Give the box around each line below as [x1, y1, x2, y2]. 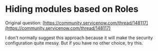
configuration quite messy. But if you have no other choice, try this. [5, 40, 144, 46]
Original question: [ [5, 20, 45, 26]
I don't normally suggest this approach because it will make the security [5, 35, 153, 41]
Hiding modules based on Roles [5, 3, 139, 15]
